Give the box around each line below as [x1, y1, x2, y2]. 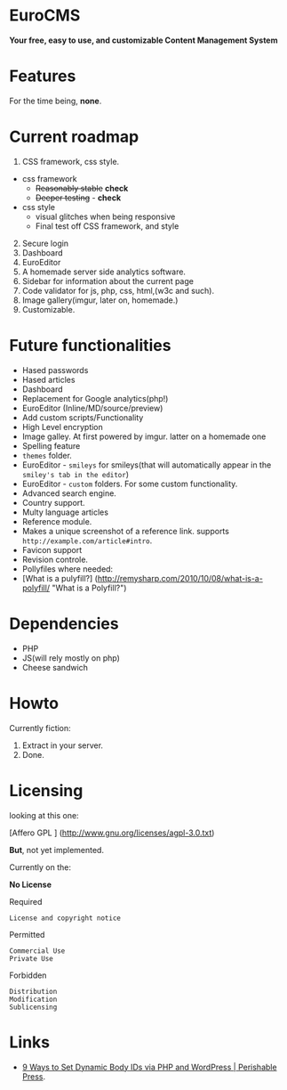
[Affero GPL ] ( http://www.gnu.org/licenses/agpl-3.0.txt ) [9, 827, 215, 838]
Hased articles [21, 374, 76, 385]
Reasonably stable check [35, 183, 129, 193]
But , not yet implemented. [9, 844, 105, 855]
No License [9, 879, 52, 890]
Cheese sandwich [21, 662, 89, 672]
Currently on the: [9, 861, 71, 873]
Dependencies [9, 614, 119, 633]
